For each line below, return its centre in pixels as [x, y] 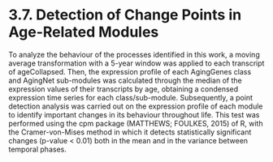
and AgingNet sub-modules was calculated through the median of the [125, 80]
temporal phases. [37, 149]
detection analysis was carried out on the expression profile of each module [136, 106]
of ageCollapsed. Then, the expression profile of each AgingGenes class [130, 71]
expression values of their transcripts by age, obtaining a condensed [123, 89]
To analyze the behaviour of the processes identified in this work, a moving [134, 54]
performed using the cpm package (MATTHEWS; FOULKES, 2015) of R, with [136, 123]
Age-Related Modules [84, 32]
